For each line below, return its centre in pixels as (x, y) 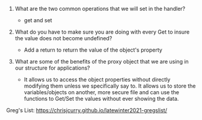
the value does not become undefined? (63, 38)
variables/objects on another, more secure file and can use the (101, 92)
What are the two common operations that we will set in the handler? (100, 9)
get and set (38, 20)
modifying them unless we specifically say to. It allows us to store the (110, 86)
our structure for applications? (52, 68)
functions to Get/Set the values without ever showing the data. (101, 99)
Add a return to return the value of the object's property (93, 50)
